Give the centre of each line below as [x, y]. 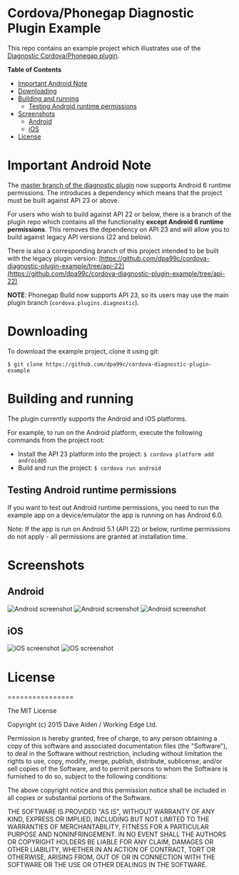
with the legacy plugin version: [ [55, 258]
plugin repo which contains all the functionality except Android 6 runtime [116, 221]
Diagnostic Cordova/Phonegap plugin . [63, 56]
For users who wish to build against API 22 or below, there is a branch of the [119, 214]
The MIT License [32, 711]
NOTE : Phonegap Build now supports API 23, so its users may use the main [118, 295]
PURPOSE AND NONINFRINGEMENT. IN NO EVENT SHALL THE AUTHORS [117, 834]
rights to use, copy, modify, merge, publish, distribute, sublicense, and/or [115, 761]
